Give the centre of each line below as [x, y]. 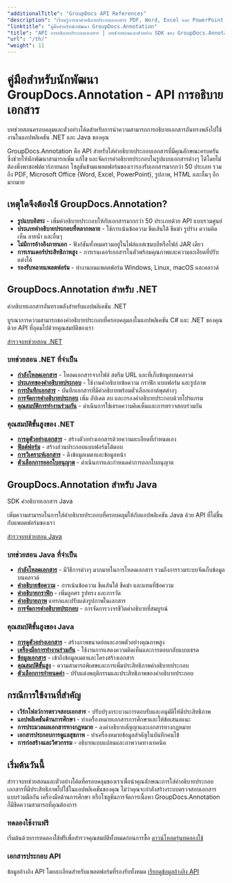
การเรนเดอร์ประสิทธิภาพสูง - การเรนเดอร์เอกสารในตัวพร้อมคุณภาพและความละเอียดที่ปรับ [118, 252]
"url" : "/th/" [28, 39]
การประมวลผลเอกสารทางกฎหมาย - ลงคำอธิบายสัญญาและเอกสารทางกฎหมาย [104, 727]
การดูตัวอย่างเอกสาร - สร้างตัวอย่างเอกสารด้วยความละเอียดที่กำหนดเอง [97, 439]
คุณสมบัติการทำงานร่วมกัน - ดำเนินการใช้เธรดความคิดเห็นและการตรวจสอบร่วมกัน [109, 406]
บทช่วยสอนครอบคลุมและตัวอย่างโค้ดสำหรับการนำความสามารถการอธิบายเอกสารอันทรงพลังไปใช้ [115, 129]
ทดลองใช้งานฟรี [28, 823]
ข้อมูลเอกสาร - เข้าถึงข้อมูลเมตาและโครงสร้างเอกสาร [76, 657]
